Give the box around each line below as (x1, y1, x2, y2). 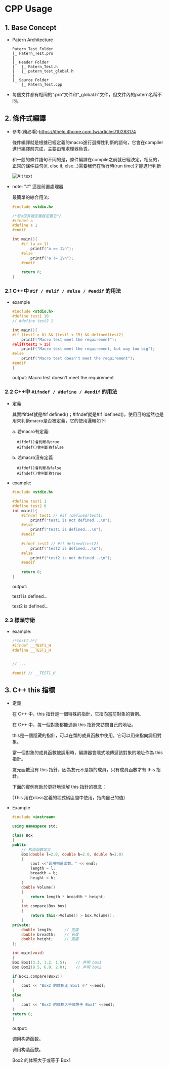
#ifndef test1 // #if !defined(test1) (21, 513, 103, 518)
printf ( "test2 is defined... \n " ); (30, 546, 103, 551)
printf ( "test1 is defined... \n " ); (30, 527, 103, 532)
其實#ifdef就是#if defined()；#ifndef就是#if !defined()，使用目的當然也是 (12, 411, 164, 417)
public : (12, 842, 28, 847)
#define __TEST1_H (12, 648, 51, 653)
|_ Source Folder (12, 78, 49, 83)
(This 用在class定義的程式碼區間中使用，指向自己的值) (12, 795, 125, 801)
